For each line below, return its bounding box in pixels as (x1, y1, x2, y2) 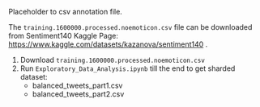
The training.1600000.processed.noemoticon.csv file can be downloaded (8, 23, 253, 31)
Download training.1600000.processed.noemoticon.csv (19, 56, 205, 64)
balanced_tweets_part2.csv (32, 89, 125, 99)
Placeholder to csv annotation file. (8, 7, 123, 16)
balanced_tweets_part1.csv (32, 80, 123, 90)
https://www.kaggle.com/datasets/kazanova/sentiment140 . (8, 39, 208, 49)
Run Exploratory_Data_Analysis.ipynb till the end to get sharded (19, 64, 236, 73)
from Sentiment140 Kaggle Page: (8, 31, 119, 40)
